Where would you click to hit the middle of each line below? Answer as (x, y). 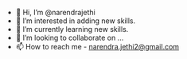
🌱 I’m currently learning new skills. (72, 29)
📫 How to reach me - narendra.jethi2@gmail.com (97, 47)
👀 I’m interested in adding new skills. (76, 21)
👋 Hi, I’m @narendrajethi (55, 12)
